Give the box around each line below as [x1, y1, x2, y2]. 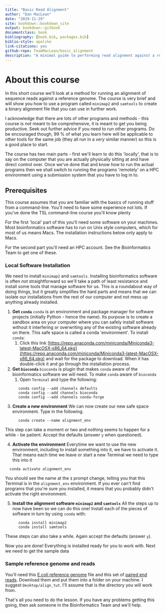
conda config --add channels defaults [18, 386, 98, 391]
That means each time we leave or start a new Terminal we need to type [12, 452, 159, 458]
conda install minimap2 [18, 521, 67, 525]
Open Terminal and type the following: [19, 377, 97, 382]
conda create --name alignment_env [18, 418, 91, 423]
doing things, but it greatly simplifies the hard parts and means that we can [5, 289, 157, 295]
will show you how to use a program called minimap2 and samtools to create [5, 101, 157, 107]
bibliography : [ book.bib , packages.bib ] [5, 35, 89, 40]
